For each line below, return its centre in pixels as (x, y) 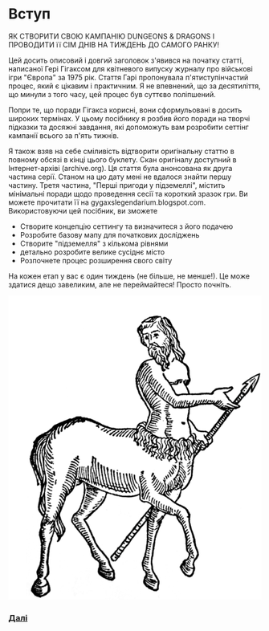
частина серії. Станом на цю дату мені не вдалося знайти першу (120, 177)
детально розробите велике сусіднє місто (92, 252)
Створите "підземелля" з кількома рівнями (94, 243)
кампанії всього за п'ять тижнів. (63, 135)
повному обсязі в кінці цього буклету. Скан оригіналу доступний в (122, 159)
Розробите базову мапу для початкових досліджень (110, 234)
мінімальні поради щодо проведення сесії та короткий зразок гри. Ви (128, 193)
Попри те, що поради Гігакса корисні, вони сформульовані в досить (125, 110)
